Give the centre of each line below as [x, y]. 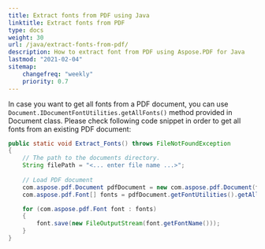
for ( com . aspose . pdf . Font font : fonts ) [90, 209]
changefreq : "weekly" [58, 74]
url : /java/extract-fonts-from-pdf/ [68, 45]
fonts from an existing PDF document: [70, 129]
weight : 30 [26, 37]
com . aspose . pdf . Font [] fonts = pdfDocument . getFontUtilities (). [130, 195]
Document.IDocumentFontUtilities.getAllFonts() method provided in [120, 112]
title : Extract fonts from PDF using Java [79, 15]
